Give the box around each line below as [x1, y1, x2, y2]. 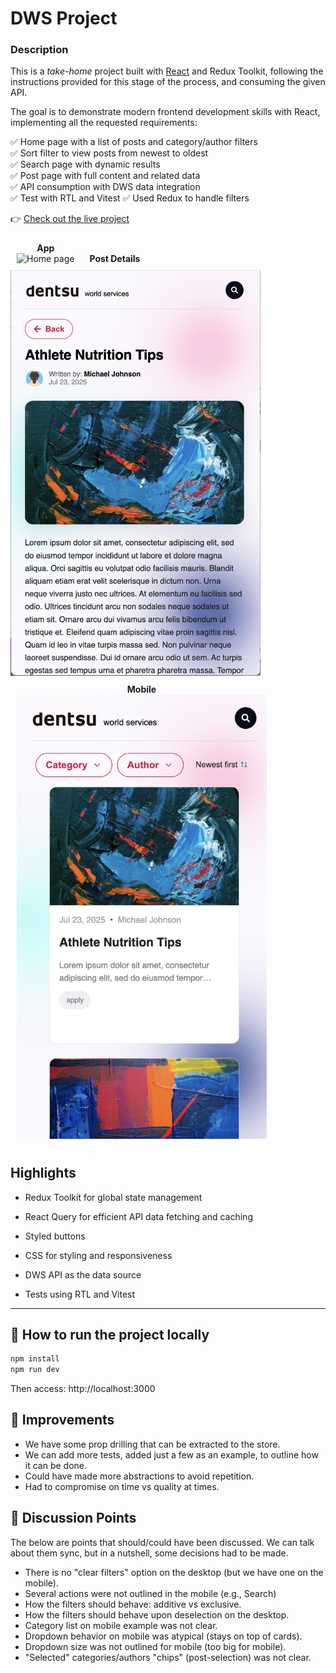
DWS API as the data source [24, 1268, 142, 1281]
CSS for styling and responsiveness [24, 1249, 173, 1261]
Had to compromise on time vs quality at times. [24, 1480, 220, 1492]
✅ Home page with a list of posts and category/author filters [10, 136, 258, 148]
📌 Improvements [10, 1412, 115, 1429]
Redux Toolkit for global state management [24, 1191, 203, 1203]
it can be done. [24, 1459, 88, 1471]
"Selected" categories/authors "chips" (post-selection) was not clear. [24, 1651, 312, 1663]
